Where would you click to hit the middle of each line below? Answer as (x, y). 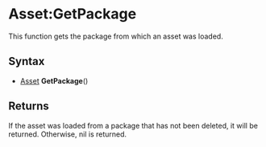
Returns (29, 106)
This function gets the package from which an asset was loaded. (116, 36)
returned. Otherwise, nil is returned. (68, 134)
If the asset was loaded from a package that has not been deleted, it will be (133, 125)
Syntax (27, 61)
